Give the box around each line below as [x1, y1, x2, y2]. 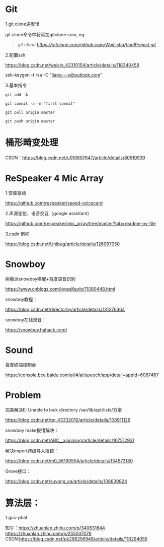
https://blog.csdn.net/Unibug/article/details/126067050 [5, 241, 120, 247]
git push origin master [5, 118, 55, 124]
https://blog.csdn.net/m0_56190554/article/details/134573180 [5, 457, 133, 464]
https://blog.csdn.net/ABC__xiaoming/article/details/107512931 [5, 437, 135, 443]
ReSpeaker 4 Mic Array [5, 173, 104, 184]
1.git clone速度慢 [5, 21, 40, 27]
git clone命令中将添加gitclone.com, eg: [5, 31, 86, 37]
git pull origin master [5, 110, 55, 115]
